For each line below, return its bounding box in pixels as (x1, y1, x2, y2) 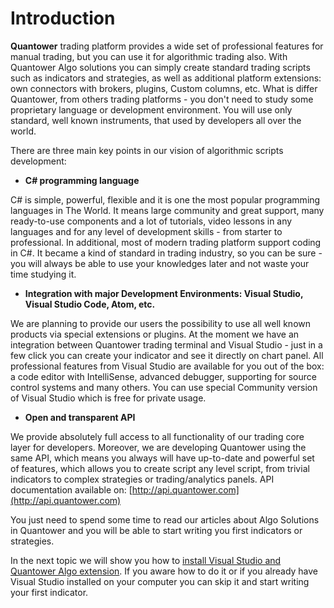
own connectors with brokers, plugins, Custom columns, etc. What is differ (10, 82, 318, 94)
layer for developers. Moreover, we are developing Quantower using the (10, 441, 307, 453)
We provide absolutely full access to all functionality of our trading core (10, 430, 305, 442)
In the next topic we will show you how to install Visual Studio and (10, 554, 282, 566)
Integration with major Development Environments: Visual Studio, (24, 287, 304, 299)
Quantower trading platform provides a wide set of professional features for (10, 40, 324, 52)
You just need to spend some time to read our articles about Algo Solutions (10, 513, 320, 526)
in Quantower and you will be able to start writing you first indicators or (10, 524, 303, 536)
